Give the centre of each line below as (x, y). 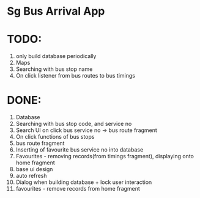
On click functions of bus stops (55, 137)
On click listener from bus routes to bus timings (75, 76)
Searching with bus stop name (54, 69)
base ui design (34, 169)
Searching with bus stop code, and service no (74, 124)
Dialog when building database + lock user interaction (84, 182)
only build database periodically (56, 56)
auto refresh (31, 176)
